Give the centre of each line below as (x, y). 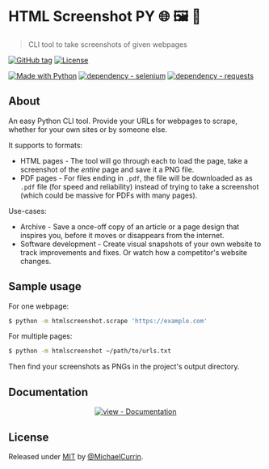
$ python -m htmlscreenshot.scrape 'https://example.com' (108, 321)
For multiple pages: (40, 336)
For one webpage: (39, 306)
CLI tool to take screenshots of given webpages (107, 44)
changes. (36, 261)
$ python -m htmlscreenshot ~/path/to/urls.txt (90, 351)
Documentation (48, 392)
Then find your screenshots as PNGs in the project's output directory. (124, 367)
